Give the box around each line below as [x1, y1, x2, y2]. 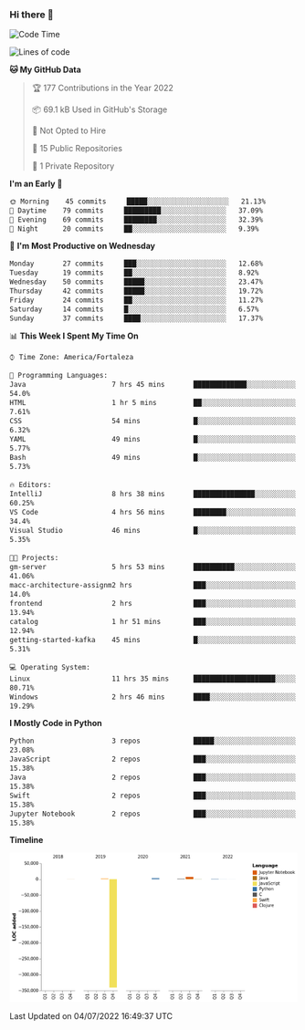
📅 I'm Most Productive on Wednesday [9, 241, 155, 252]
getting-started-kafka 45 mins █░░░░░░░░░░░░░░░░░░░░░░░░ [9, 636, 297, 645]
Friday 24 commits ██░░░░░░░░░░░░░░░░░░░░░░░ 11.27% [9, 296, 263, 305]
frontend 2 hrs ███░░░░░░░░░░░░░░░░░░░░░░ [9, 599, 297, 609]
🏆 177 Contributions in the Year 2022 [31, 82, 174, 94]
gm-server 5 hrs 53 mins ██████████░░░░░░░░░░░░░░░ [9, 563, 297, 572]
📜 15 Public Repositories [31, 143, 123, 154]
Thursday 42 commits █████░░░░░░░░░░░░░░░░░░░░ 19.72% [9, 286, 263, 296]
